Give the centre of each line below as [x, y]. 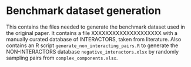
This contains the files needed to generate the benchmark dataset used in [95, 27]
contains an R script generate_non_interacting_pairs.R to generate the [92, 45]
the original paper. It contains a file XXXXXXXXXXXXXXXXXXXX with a [92, 33]
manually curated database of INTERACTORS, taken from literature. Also [94, 39]
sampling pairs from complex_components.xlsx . [62, 58]
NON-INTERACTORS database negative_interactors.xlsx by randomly [93, 51]
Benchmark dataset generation [84, 11]
